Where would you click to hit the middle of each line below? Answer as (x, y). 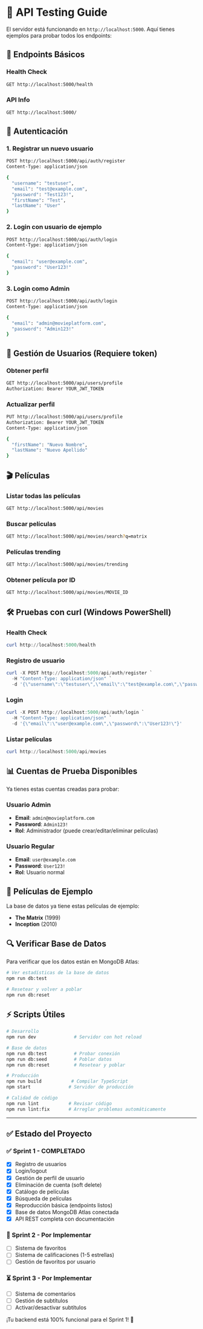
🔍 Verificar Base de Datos (56, 944)
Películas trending (34, 552)
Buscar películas (31, 524)
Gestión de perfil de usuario (50, 1178)
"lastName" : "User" (36, 206)
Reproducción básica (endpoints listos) (64, 1205)
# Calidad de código (32, 1098)
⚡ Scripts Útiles (36, 1014)
